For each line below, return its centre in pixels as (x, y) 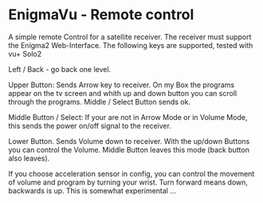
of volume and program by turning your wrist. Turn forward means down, (128, 182)
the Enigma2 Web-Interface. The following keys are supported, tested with (131, 45)
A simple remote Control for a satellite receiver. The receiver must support (130, 37)
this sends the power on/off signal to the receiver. (90, 125)
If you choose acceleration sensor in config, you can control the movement (131, 173)
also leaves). (29, 158)
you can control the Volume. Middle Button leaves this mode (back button (129, 149)
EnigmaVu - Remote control (101, 15)
